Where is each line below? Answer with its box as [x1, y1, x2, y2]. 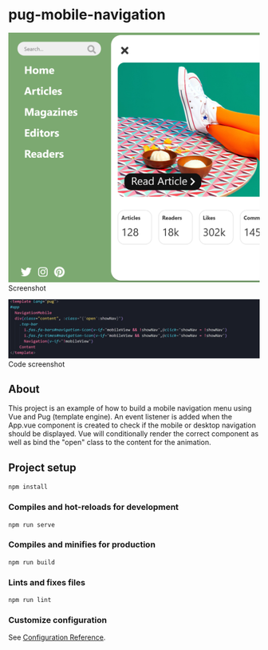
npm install [8, 483, 48, 492]
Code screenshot [8, 359, 65, 369]
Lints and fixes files [8, 576, 86, 588]
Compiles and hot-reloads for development [8, 502, 179, 513]
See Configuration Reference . [8, 632, 106, 642]
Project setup [8, 460, 77, 474]
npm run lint [8, 596, 52, 604]
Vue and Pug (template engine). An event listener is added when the [8, 412, 233, 422]
